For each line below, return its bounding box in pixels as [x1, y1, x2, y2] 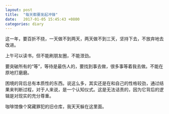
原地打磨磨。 [5, 70, 32, 76]
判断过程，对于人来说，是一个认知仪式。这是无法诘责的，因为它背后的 [14, 86, 159, 93]
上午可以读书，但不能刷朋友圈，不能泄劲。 [5, 53, 94, 59]
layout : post [5, 7, 33, 13]
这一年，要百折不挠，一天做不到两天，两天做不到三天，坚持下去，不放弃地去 [5, 36, 164, 42]
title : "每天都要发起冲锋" [5, 12, 58, 17]
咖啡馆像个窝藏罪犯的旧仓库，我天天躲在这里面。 [5, 103, 107, 109]
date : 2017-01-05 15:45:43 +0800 [5, 17, 80, 22]
